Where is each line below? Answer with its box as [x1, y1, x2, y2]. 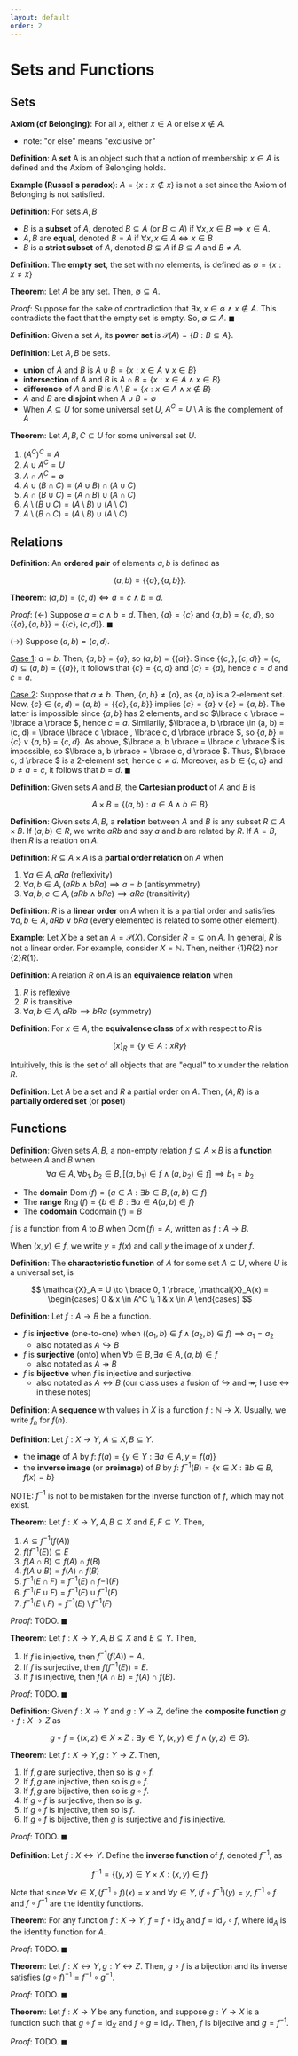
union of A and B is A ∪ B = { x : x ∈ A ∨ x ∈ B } [22, 365, 198, 375]
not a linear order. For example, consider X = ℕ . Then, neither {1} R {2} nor [10, 942, 278, 953]
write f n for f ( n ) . [10, 1414, 68, 1427]
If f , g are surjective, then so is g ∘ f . [22, 1767, 154, 1777]
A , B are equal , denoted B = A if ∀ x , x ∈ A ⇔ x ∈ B [22, 232, 214, 243]
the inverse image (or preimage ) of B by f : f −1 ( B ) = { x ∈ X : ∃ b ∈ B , [22, 1461, 274, 1473]
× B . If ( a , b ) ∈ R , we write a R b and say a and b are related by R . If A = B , [10, 825, 278, 836]
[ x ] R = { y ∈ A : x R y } [113, 1040, 187, 1052]
